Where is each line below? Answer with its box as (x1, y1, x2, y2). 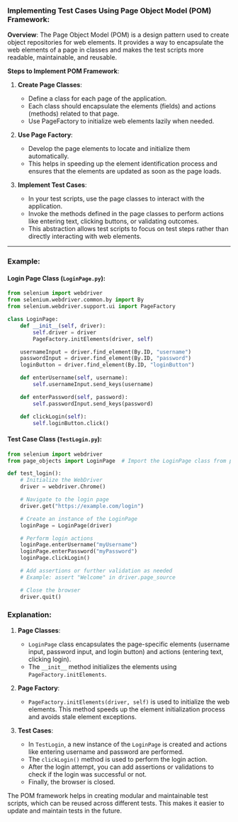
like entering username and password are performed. (28, 747, 184, 756)
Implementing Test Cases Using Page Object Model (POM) (7, 6, 212, 16)
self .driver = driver (33, 329, 97, 336)
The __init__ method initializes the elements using (28, 662, 177, 671)
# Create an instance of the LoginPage (20, 515, 138, 522)
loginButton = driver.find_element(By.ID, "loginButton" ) (20, 361, 195, 368)
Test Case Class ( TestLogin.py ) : (7, 435, 103, 444)
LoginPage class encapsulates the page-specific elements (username (28, 640, 230, 648)
